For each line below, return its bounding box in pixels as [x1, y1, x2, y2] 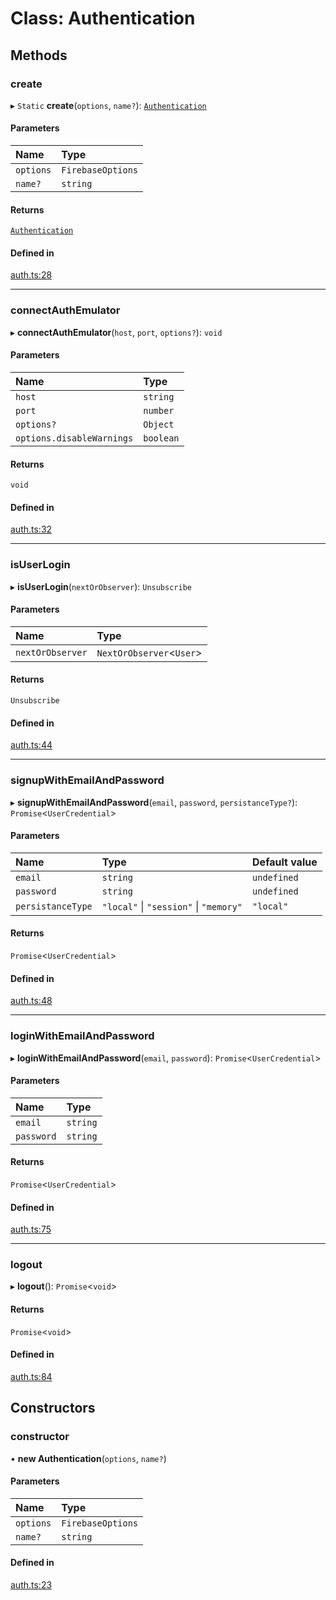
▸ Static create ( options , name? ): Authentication [10, 99, 207, 111]
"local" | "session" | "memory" [101, 899, 243, 913]
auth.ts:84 [10, 1370, 53, 1382]
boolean [143, 432, 180, 444]
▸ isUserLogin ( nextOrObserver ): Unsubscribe [10, 580, 192, 592]
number [143, 405, 175, 416]
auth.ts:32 [10, 523, 53, 536]
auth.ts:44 [10, 739, 53, 751]
